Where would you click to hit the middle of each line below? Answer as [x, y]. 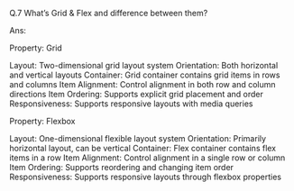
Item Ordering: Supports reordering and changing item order [122, 167]
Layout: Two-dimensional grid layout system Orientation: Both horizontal [144, 65]
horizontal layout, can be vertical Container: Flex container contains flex [143, 148]
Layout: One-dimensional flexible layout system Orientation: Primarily [138, 138]
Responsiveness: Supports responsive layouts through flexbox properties [146, 177]
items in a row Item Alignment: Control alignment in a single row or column [147, 158]
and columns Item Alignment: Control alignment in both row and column [143, 84]
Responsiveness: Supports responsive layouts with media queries [131, 104]
